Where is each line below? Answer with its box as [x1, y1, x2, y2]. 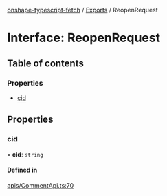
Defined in [7, 166, 38, 175]
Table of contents [7, 57, 84, 69]
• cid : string [7, 150, 43, 158]
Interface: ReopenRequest [7, 30, 160, 46]
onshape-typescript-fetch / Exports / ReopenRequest [7, 6, 158, 14]
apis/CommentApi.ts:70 [7, 181, 74, 189]
